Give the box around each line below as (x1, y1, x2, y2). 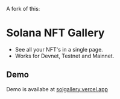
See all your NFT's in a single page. (14, 46, 104, 53)
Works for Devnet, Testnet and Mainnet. (14, 52, 115, 59)
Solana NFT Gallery (6, 26, 105, 40)
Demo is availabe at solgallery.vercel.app (6, 85, 109, 92)
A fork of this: (6, 5, 40, 12)
